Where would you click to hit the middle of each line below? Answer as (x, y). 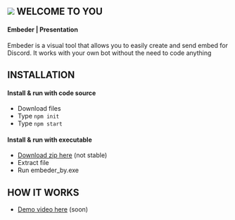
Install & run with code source (52, 93)
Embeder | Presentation (43, 29)
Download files (39, 109)
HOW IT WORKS (43, 192)
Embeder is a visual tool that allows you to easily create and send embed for (118, 45)
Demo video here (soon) (53, 209)
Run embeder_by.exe (48, 170)
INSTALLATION (41, 74)
